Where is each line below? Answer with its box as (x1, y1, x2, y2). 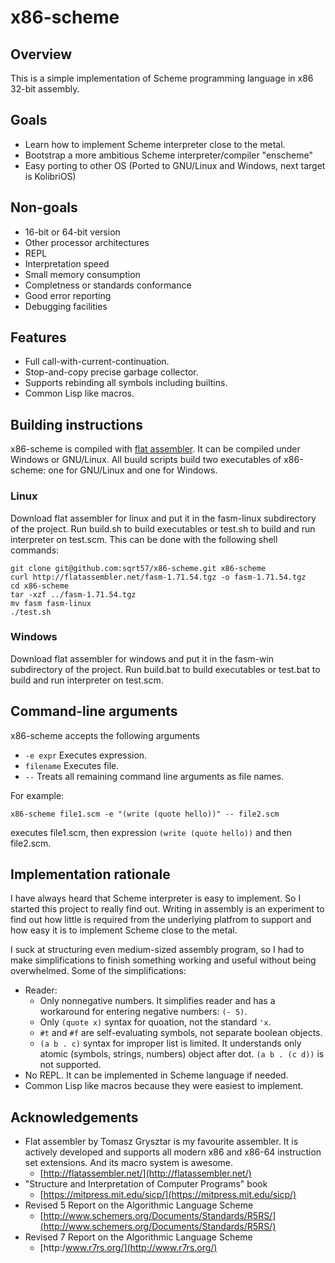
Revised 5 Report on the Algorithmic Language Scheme (24, 1199, 254, 1211)
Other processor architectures (24, 236, 150, 248)
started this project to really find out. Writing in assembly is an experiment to (10, 903, 325, 915)
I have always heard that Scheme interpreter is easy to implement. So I (10, 892, 302, 905)
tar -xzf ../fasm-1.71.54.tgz (10, 589, 137, 600)
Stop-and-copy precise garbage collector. (24, 366, 199, 378)
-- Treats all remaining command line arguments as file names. (24, 770, 285, 782)
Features (10, 329, 67, 346)
